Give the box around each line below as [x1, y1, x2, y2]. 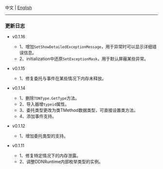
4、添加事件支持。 [19, 113, 57, 119]
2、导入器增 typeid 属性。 [19, 101, 69, 107]
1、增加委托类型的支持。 [19, 133, 68, 139]
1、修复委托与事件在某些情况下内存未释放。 [19, 76, 107, 81]
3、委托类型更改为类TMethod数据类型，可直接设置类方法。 [19, 108, 138, 113]
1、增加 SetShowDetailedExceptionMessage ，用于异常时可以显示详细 [19, 44, 153, 50]
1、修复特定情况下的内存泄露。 [19, 153, 81, 159]
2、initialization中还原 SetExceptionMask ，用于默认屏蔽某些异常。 [19, 56, 149, 62]
